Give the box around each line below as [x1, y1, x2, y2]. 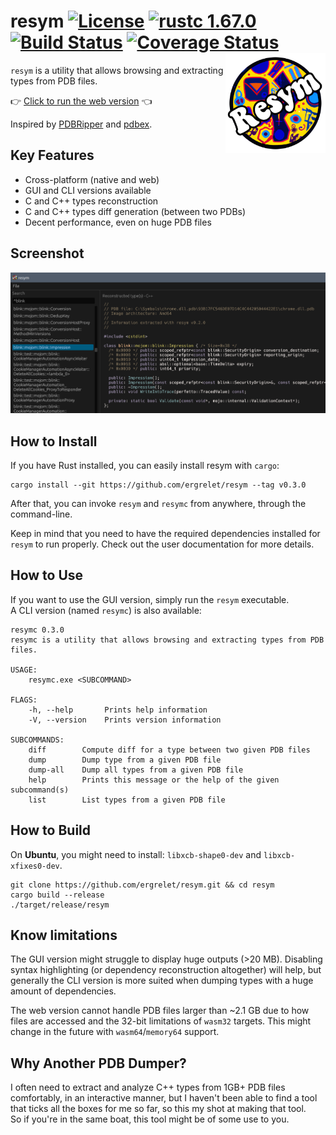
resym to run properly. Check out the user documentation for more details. [10, 538, 315, 550]
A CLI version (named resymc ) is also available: [10, 604, 202, 616]
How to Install [10, 433, 98, 450]
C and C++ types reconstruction [24, 195, 159, 207]
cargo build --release [10, 890, 105, 900]
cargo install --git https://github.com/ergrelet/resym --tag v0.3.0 [10, 480, 307, 490]
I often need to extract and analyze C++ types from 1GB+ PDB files [10, 1081, 286, 1094]
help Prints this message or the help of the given [28, 775, 280, 785]
